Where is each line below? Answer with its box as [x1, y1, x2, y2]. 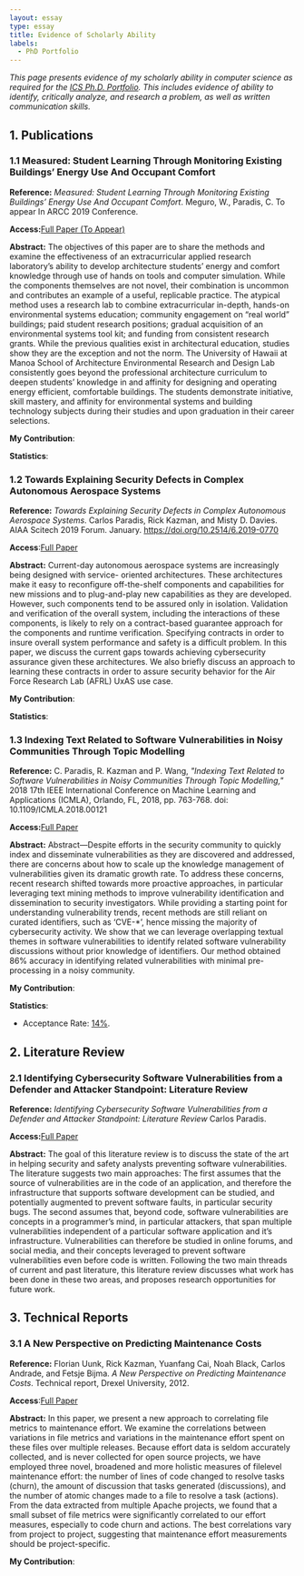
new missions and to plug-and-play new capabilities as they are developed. [9, 588, 292, 600]
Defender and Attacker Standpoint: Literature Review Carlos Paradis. [9, 1113, 267, 1124]
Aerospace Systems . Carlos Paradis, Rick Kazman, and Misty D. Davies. [9, 515, 279, 526]
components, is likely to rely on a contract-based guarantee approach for [9, 617, 283, 628]
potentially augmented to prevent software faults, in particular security [9, 1197, 273, 1208]
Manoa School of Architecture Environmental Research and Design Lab [9, 356, 275, 368]
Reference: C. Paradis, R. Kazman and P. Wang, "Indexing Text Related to [9, 766, 285, 777]
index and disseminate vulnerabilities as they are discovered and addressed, [9, 849, 295, 860]
